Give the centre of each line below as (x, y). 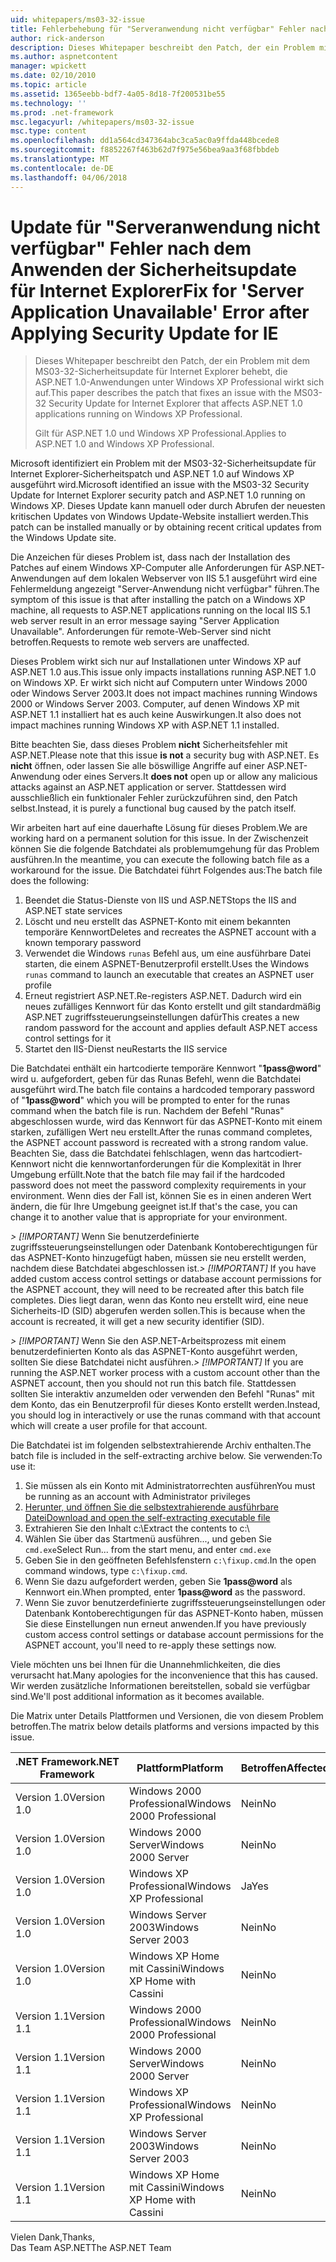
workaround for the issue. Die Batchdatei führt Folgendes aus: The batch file (166, 870)
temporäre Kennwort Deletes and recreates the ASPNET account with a (170, 932)
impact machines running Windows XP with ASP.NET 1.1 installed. (145, 725)
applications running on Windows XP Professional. (138, 414)
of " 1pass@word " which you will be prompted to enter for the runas (150, 1100)
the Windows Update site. (63, 538)
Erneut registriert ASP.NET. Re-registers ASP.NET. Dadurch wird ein (163, 996)
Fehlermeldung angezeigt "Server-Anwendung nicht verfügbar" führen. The (165, 589)
